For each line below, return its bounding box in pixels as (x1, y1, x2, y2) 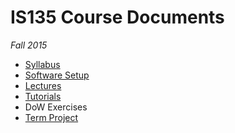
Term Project (24, 111, 79, 123)
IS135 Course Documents (10, 6, 225, 29)
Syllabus (24, 58, 61, 70)
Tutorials (24, 90, 62, 102)
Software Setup (24, 69, 90, 81)
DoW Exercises (24, 101, 88, 113)
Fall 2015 (10, 39, 48, 51)
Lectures (24, 79, 62, 91)
